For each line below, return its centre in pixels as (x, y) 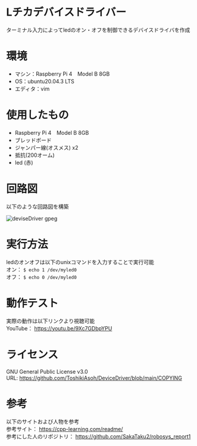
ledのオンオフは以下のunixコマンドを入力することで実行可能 (80, 262)
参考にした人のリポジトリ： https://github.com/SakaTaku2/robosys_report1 (98, 436)
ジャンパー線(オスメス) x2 (46, 147)
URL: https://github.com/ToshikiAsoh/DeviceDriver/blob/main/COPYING (94, 378)
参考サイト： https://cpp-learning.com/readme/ (65, 429)
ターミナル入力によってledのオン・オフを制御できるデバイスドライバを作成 (98, 30)
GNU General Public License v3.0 (47, 371)
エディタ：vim (32, 89)
